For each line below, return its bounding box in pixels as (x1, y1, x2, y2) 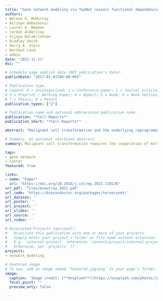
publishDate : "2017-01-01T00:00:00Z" (5, 75, 81, 80)
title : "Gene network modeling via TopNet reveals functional (5, 7, 133, 12)
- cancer (5, 159, 23, 164)
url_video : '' (5, 217, 34, 222)
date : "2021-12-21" (5, 57, 45, 62)
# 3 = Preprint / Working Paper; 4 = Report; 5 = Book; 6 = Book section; (5, 92, 160, 97)
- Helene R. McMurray (5, 16, 49, 21)
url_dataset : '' (5, 195, 38, 200)
